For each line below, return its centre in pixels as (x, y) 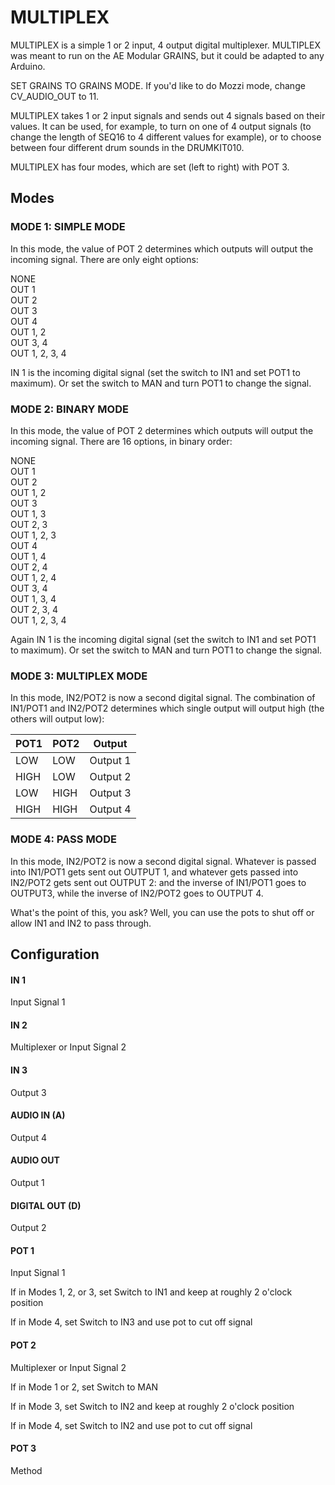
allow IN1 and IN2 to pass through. (81, 923)
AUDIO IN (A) (38, 1115)
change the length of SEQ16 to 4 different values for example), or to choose (166, 137)
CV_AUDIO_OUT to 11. (55, 96)
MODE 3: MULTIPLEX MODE (79, 676)
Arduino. (28, 66)
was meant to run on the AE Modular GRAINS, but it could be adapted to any (167, 55)
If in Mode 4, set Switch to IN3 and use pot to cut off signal (131, 1322)
